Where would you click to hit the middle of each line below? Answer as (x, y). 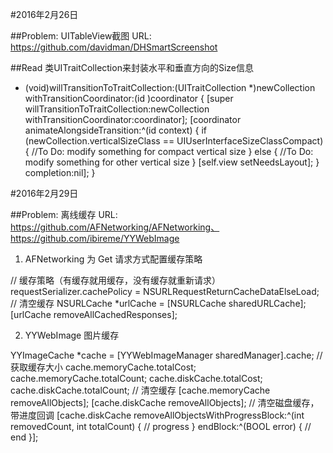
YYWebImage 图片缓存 (72, 335)
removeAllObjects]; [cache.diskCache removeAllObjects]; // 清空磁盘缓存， (165, 402)
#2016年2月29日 (44, 193)
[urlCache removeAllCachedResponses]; (94, 314)
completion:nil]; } (60, 172)
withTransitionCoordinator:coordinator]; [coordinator (133, 119)
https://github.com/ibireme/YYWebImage (95, 238)
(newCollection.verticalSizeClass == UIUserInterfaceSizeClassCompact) (174, 141)
